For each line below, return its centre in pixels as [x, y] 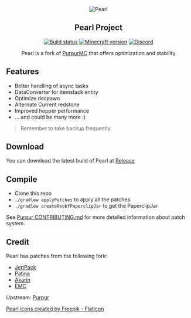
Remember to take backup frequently [65, 128]
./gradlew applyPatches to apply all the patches [72, 199]
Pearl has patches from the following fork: [57, 256]
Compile [22, 179]
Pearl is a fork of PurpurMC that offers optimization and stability [98, 53]
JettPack [25, 268]
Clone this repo [33, 194]
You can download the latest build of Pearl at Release [70, 161]
